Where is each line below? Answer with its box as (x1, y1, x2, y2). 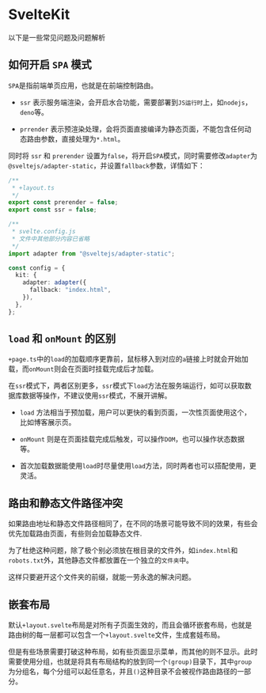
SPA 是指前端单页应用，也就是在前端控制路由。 (8, 81, 158, 90)
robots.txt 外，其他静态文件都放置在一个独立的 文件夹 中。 (8, 555, 194, 565)
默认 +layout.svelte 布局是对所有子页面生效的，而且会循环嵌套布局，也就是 (8, 620, 253, 630)
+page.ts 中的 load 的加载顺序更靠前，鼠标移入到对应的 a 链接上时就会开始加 (8, 354, 249, 364)
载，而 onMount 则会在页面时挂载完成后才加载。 (8, 364, 158, 373)
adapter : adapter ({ (22, 278, 87, 286)
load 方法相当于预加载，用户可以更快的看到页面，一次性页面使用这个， (19, 407, 252, 417)
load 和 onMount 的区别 (8, 332, 116, 346)
